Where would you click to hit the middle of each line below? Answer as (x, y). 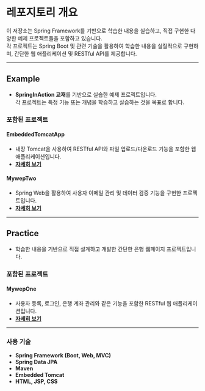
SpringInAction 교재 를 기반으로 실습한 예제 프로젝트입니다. (86, 94)
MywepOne (21, 289)
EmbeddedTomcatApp (36, 135)
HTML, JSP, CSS (36, 382)
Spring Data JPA (36, 362)
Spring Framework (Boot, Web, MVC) (63, 356)
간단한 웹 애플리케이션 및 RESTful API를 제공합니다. (76, 53)
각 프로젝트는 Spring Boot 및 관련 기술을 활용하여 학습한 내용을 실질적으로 (94, 46)
